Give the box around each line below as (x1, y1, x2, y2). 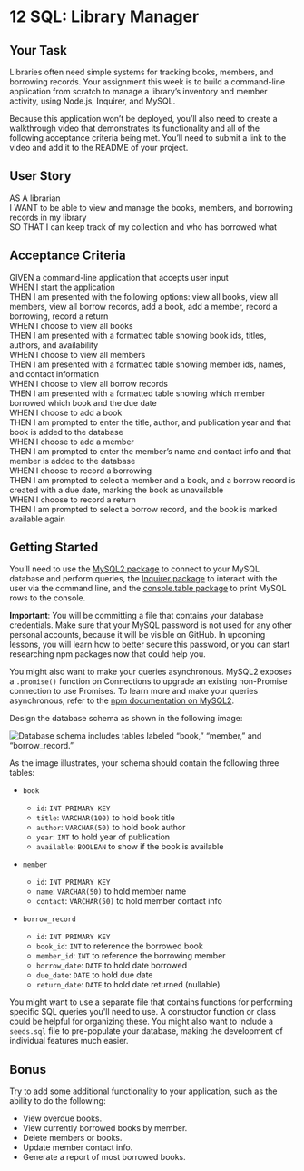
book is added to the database (9, 426, 124, 437)
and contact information (9, 368, 100, 379)
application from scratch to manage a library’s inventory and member (9, 86, 268, 96)
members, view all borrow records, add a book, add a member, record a (9, 301, 279, 312)
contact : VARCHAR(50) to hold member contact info (35, 896, 222, 907)
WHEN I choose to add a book (9, 407, 123, 418)
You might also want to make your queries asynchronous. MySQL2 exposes (9, 666, 292, 678)
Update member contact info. (22, 1142, 133, 1153)
